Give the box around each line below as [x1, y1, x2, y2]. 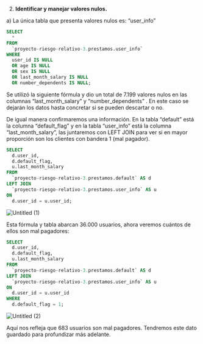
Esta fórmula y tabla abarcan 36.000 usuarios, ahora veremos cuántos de [6, 221, 191, 228]
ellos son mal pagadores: [6, 227, 69, 234]
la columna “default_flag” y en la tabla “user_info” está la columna [6, 122, 172, 129]
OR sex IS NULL [12, 68, 51, 75]
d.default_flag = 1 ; [12, 301, 64, 307]
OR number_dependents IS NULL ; [12, 79, 91, 86]
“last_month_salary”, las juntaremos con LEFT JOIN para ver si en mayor [6, 128, 188, 136]
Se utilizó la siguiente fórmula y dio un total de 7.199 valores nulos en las [6, 91, 188, 98]
